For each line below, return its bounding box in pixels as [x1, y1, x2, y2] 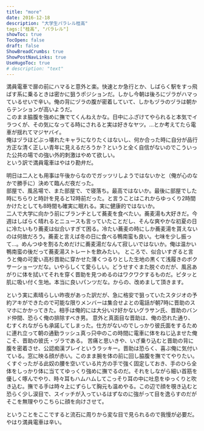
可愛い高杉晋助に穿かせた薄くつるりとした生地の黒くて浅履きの [27, 256, 187, 263]
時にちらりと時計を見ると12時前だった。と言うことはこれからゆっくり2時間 [6, 195, 196, 202]
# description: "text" [6, 65, 64, 72]
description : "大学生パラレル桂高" [6, 20, 88, 26]
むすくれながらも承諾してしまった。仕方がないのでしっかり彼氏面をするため [6, 322, 198, 329]
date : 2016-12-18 [6, 15, 50, 21]
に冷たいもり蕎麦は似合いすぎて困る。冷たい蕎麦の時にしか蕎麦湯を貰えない [6, 225, 198, 233]
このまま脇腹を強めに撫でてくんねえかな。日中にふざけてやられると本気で [6, 113, 192, 121]
